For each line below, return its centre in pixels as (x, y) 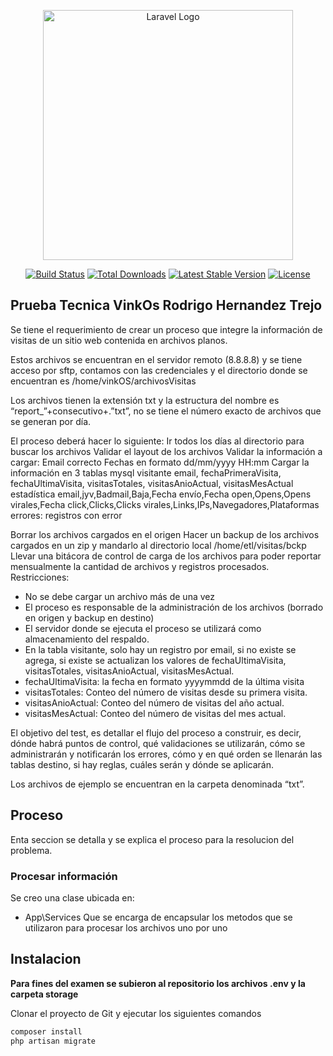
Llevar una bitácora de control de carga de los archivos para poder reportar (166, 556)
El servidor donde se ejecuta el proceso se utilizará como (143, 628)
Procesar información (64, 876)
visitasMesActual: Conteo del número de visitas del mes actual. (155, 713)
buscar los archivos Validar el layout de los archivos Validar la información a (166, 451)
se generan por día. (51, 421)
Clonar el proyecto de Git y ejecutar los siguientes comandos (136, 1013)
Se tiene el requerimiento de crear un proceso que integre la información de (166, 329)
